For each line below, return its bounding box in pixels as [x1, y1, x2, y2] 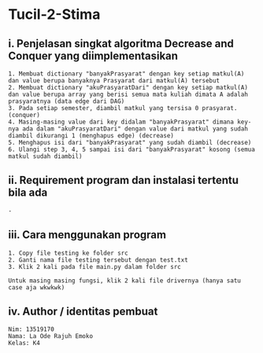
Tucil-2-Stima [8, 6, 101, 24]
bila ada [8, 186, 48, 200]
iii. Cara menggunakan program [8, 228, 167, 241]
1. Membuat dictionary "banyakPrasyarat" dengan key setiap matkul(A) [8, 70, 245, 78]
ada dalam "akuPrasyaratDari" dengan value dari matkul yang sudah [22, 125, 248, 133]
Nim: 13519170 [8, 325, 55, 333]
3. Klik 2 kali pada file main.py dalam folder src [8, 263, 181, 270]
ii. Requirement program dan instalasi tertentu [8, 174, 239, 187]
